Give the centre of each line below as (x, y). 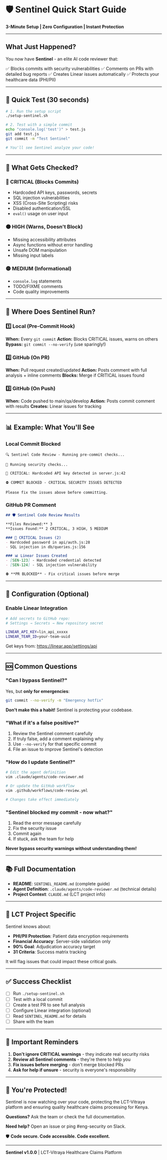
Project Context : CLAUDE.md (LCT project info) (59, 894)
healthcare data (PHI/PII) (31, 79)
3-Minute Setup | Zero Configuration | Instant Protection (65, 27)
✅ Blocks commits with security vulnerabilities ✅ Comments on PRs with (80, 68)
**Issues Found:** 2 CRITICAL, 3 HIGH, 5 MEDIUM (57, 528)
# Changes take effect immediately (42, 799)
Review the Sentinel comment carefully (53, 734)
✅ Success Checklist (38, 982)
